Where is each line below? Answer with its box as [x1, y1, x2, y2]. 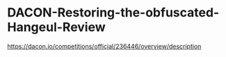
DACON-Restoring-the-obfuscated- [7, 5, 220, 21]
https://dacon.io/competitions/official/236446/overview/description [7, 42, 202, 50]
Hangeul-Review [7, 19, 106, 35]
